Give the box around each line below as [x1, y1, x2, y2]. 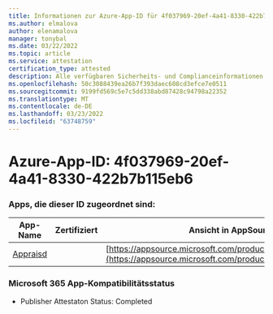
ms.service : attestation [8, 58, 93, 66]
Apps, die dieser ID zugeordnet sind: [8, 198, 156, 209]
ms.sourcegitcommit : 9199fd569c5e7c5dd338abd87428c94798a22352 [8, 87, 227, 96]
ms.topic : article [8, 49, 71, 58]
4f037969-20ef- [113, 153, 230, 171]
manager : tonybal [8, 34, 67, 43]
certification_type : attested [8, 65, 111, 73]
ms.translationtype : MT [8, 95, 89, 103]
